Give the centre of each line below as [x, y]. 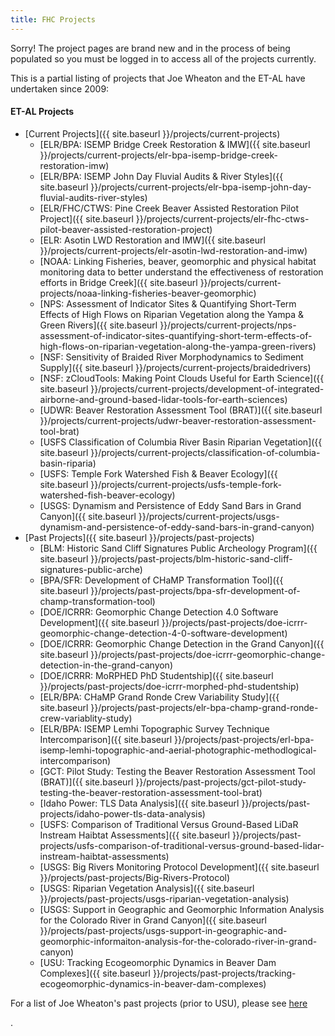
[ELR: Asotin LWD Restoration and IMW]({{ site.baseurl [152, 240]
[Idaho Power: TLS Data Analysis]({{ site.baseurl [139, 803]
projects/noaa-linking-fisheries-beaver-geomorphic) [148, 293]
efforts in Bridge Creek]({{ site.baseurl [118, 282]
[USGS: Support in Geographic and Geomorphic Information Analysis [182, 909]
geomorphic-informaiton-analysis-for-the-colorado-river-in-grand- [178, 941]
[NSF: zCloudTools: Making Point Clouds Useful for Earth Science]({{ [182, 378]
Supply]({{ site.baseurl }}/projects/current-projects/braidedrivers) [175, 367]
